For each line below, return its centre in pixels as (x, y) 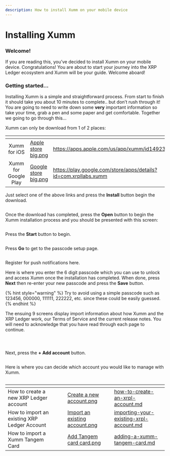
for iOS (16, 152)
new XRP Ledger (28, 398)
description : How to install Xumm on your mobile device (67, 10)
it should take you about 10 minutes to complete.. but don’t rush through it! (83, 102)
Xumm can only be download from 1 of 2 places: (56, 128)
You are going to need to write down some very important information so (81, 107)
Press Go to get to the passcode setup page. (52, 248)
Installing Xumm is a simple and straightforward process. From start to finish (85, 97)
